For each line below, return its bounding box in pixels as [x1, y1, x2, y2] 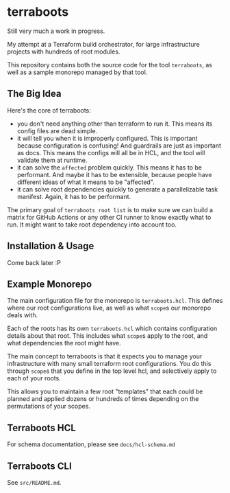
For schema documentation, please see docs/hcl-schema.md [7, 440, 176, 448]
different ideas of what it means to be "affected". [16, 178, 155, 186]
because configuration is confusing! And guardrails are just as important [16, 141, 221, 150]
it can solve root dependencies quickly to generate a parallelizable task [16, 185, 218, 193]
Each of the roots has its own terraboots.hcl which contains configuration [7, 324, 218, 333]
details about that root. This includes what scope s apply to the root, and [7, 332, 208, 340]
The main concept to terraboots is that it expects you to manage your [7, 352, 203, 360]
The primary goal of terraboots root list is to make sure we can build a [7, 205, 214, 214]
